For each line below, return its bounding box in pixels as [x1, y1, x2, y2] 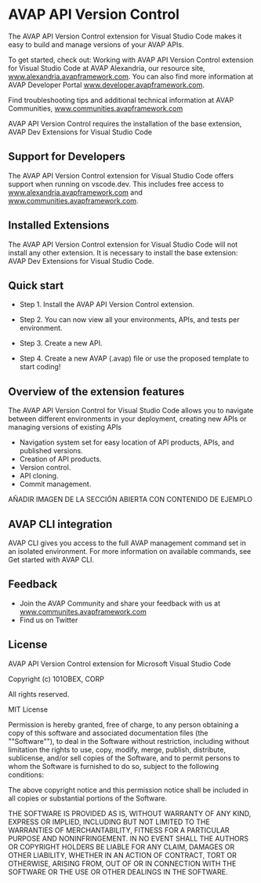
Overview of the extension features [8, 385, 185, 398]
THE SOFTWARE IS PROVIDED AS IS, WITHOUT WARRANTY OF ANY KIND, [8, 808, 252, 818]
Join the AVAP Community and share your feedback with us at [19, 599, 221, 608]
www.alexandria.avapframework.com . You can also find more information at [8, 71, 254, 81]
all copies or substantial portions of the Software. [8, 793, 167, 803]
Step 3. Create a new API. [19, 339, 103, 348]
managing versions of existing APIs [8, 423, 122, 432]
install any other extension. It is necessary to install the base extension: [8, 247, 238, 257]
